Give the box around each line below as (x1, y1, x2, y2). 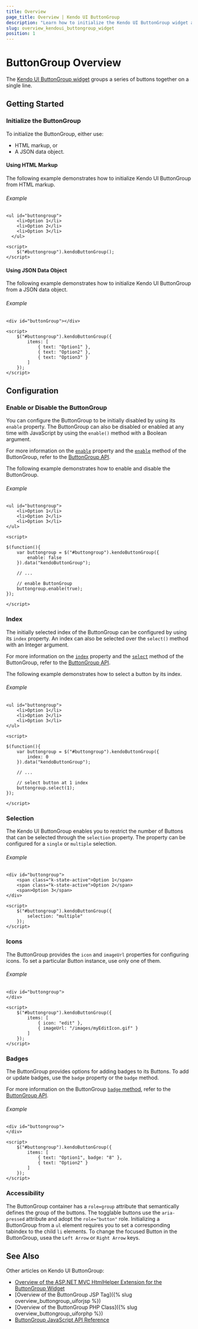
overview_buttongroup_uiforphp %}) (14, 1309, 103, 1317)
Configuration (6, 386, 59, 396)
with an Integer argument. (6, 641, 69, 648)
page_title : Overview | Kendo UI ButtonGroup (6, 14, 120, 20)
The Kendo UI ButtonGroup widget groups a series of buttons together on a (6, 76, 189, 83)
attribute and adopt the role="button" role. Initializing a (26, 1215, 160, 1222)
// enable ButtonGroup (16, 581, 72, 587)
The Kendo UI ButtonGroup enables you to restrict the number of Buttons (6, 827, 184, 835)
